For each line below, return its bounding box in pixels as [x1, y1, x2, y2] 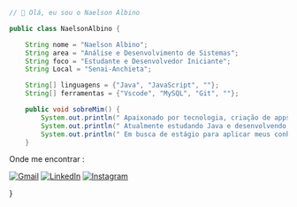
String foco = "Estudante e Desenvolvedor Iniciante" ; [25, 57, 232, 65]
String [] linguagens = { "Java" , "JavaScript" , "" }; [25, 80, 219, 90]
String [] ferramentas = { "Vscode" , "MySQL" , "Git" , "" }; [25, 89, 240, 98]
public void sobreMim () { [25, 105, 121, 114]
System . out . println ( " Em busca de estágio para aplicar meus [41, 129, 271, 139]
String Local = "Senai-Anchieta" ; [25, 65, 152, 74]
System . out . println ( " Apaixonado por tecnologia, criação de [41, 113, 271, 122]
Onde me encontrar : [9, 154, 86, 165]
